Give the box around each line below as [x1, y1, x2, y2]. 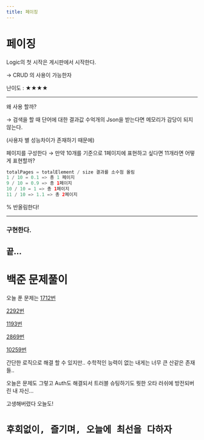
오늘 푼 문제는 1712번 [6, 295, 56, 302]
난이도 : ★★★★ [6, 84, 49, 91]
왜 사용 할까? [6, 103, 37, 110]
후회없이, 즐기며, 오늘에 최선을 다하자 [6, 424, 172, 436]
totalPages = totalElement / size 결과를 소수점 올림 [6, 169, 135, 175]
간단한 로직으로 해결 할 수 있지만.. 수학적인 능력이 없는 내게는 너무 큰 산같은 [6, 359, 184, 366]
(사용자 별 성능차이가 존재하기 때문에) [6, 136, 95, 144]
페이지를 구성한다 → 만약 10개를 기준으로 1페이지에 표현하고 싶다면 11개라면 [6, 149, 184, 156]
